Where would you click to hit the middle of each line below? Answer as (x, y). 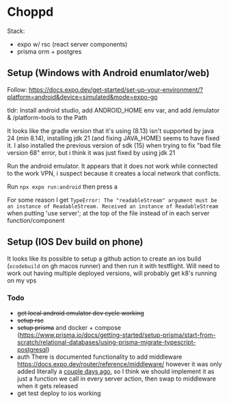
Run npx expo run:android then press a (63, 187)
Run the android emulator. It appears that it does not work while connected (112, 166)
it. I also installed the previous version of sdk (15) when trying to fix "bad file (114, 145)
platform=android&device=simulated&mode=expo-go (82, 97)
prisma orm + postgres (49, 51)
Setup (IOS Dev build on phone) (75, 242)
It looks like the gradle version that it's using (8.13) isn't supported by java (110, 130)
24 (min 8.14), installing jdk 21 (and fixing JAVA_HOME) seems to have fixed (113, 138)
